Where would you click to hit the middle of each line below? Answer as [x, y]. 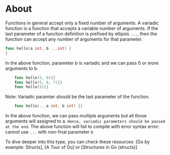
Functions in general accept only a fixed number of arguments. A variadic [82, 23]
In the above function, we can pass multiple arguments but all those [76, 116]
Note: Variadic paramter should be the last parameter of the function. [77, 97]
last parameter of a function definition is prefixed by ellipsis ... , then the [81, 34]
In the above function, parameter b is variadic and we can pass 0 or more [82, 63]
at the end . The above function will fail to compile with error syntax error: [82, 127]
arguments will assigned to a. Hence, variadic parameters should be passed [85, 121]
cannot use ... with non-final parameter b [49, 132]
